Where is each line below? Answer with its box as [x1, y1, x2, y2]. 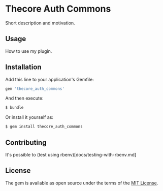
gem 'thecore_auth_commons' [5, 86, 65, 91]
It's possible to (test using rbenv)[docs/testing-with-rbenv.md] [5, 152, 137, 157]
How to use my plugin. [5, 48, 52, 54]
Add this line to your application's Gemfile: [5, 76, 94, 82]
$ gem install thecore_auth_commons [5, 124, 83, 130]
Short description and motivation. [5, 20, 75, 26]
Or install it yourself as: [5, 114, 53, 120]
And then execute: [5, 95, 44, 102]
